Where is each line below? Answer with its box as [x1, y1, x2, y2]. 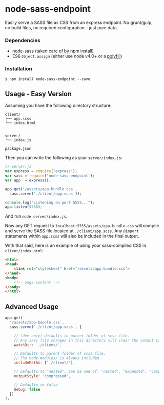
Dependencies [5, 37, 41, 43]
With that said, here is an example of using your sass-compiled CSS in [5, 243, 146, 248]
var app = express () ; [5, 178, 51, 182]
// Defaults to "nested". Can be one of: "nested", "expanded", [14, 369, 147, 374]
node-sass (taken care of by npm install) [12, 48, 94, 54]
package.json [5, 146, 32, 151]
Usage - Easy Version [5, 89, 72, 98]
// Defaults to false [14, 382, 58, 387]
